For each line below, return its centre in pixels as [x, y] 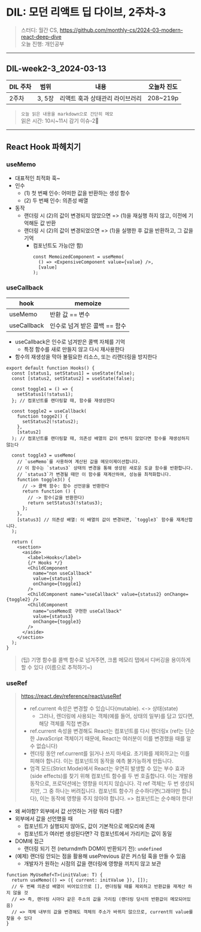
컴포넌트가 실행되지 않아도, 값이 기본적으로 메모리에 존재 [89, 826]
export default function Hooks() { [51, 368]
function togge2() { [42, 416]
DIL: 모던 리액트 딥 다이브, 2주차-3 [86, 12]
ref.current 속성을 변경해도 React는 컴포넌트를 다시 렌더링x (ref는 [106, 731]
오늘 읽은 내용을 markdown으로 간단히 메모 [67, 114]
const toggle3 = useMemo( [44, 455]
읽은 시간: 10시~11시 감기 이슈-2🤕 [60, 120]
